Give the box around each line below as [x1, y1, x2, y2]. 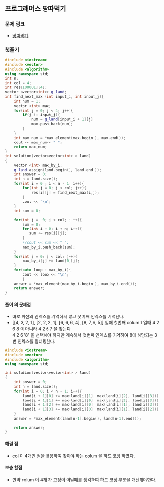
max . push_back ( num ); [31, 122, 73, 127]
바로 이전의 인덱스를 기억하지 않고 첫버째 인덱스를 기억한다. [12, 314, 125, 319]
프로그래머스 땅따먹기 [5, 4, 66, 13]
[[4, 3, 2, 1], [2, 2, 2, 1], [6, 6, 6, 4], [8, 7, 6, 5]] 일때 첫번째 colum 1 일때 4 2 [12, 319, 159, 325]
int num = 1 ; [14, 99, 41, 104]
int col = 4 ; [5, 81, 32, 86]
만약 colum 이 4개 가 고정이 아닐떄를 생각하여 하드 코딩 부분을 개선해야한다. [12, 477, 157, 483]
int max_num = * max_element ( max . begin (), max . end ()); [14, 135, 126, 140]
